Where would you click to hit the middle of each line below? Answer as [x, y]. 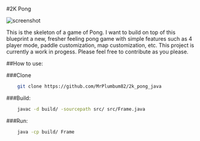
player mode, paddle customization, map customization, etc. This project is [100, 45]
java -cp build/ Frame [46, 132]
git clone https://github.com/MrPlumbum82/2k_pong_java [90, 86]
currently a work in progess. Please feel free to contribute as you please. [97, 52]
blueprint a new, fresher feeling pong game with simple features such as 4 [99, 39]
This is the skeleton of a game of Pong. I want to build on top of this [91, 32]
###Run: [17, 120]
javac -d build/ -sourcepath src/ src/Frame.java [81, 109]
